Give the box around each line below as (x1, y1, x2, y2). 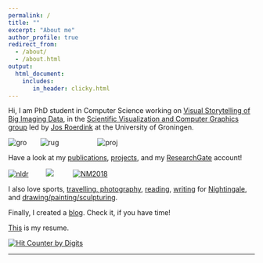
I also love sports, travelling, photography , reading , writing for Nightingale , (8, 184, 247, 194)
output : (8, 63, 34, 71)
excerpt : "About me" (8, 26, 76, 34)
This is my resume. (8, 223, 69, 232)
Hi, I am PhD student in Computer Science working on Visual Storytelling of (8, 106, 250, 115)
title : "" (8, 19, 41, 27)
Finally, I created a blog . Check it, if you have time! (8, 208, 171, 217)
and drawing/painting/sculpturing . (8, 193, 118, 203)
